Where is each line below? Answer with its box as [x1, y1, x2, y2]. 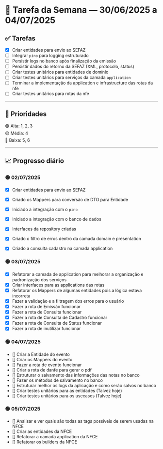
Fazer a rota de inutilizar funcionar [12, 326, 81, 332]
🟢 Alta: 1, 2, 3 [5, 123, 33, 129]
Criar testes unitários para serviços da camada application [12, 75, 131, 80]
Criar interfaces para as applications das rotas [12, 282, 105, 288]
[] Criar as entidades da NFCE [12, 429, 72, 434]
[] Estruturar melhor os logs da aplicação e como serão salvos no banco [12, 382, 157, 388]
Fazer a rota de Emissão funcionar [12, 303, 81, 309]
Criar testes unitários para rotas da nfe [12, 91, 90, 97]
